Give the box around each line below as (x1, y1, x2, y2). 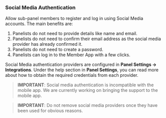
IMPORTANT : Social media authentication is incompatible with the (17, 82, 154, 88)
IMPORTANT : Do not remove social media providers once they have (17, 102, 158, 108)
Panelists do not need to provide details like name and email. (12, 31, 137, 37)
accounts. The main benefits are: (5, 21, 73, 27)
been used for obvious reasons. (17, 107, 83, 114)
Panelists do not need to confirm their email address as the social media (12, 36, 161, 42)
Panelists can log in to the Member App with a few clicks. (12, 52, 130, 58)
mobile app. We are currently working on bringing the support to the (17, 87, 158, 93)
